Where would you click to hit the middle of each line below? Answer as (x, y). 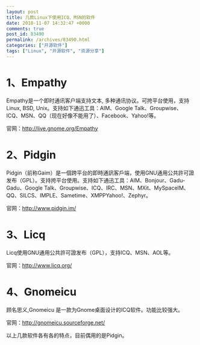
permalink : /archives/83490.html (48, 40)
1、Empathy (37, 82)
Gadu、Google (25, 188)
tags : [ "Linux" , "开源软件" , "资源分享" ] (55, 51)
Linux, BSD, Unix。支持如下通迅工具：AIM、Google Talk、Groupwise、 (94, 108)
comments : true (25, 29)
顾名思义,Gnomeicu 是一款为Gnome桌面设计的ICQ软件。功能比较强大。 (95, 309)
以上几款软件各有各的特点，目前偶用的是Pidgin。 (67, 335)
